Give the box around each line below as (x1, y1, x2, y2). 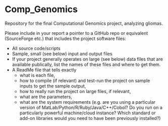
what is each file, (19, 72, 55, 78)
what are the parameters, (19, 94, 73, 100)
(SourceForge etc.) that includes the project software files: (5, 35, 127, 41)
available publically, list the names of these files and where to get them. (12, 61, 161, 67)
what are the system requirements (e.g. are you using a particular (19, 99, 156, 105)
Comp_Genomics (5, 4, 78, 15)
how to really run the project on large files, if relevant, (19, 88, 131, 94)
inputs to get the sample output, (19, 82, 86, 89)
